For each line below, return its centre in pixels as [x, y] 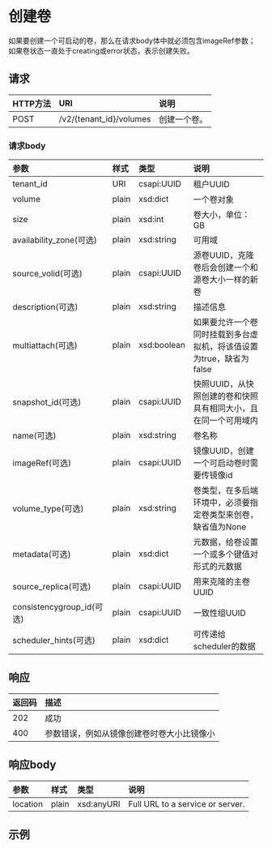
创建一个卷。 [183, 119]
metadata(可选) [42, 555]
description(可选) [45, 307]
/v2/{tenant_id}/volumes [105, 118]
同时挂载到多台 [222, 335]
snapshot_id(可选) [47, 402]
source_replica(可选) [52, 587]
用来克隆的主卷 [222, 582]
